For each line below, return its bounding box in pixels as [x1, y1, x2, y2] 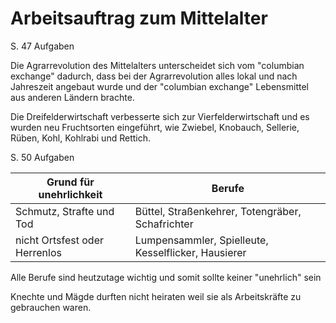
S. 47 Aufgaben [10, 40, 75, 52]
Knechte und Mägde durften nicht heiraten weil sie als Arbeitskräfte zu [10, 290, 302, 302]
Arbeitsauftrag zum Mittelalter [10, 7, 268, 30]
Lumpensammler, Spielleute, [134, 233, 269, 247]
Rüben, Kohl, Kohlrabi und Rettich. [10, 132, 151, 144]
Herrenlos [15, 245, 62, 259]
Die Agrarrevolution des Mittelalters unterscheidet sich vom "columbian [10, 59, 305, 71]
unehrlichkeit [38, 187, 103, 201]
